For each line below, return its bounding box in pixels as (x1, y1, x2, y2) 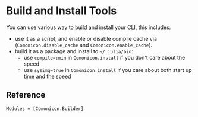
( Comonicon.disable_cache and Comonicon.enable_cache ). (14, 41, 153, 48)
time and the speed (23, 73, 71, 80)
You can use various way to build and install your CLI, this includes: (6, 24, 171, 31)
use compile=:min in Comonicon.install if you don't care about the (23, 54, 186, 61)
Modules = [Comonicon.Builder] (6, 105, 84, 112)
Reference (6, 90, 46, 100)
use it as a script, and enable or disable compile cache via (14, 35, 158, 42)
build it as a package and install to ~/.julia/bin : (14, 47, 134, 54)
